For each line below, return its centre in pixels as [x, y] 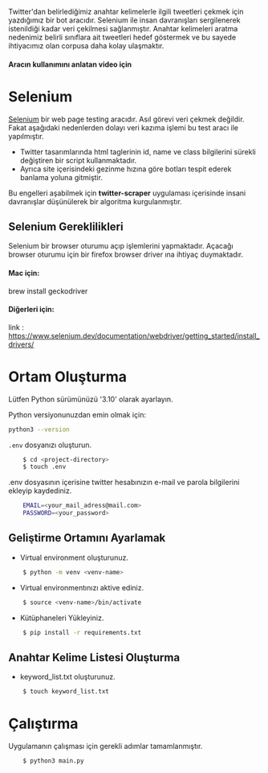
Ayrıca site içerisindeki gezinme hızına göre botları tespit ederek [126, 169]
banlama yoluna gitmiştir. [61, 177]
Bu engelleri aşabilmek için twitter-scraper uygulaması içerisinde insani [127, 193]
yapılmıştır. [26, 136]
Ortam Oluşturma [67, 376]
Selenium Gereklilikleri [66, 226]
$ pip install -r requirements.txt [82, 632]
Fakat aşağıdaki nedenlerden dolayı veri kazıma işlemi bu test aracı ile [124, 127]
